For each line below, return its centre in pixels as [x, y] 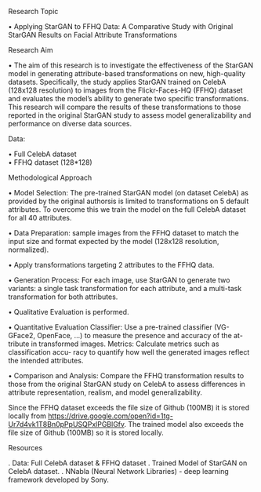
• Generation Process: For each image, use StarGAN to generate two [119, 280]
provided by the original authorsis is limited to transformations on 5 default [129, 201]
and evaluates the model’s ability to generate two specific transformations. [129, 98]
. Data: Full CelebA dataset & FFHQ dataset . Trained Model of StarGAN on [128, 463]
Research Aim [31, 50]
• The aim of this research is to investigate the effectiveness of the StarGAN [130, 65]
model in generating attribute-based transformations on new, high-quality [127, 73]
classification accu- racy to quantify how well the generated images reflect [129, 352]
